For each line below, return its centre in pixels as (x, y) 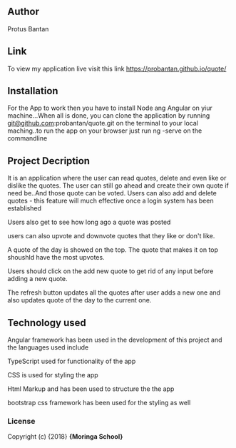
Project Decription (49, 161)
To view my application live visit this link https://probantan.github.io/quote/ (117, 68)
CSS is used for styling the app (53, 375)
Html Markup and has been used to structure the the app (91, 389)
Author (23, 12)
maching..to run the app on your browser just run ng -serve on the (105, 131)
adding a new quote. (37, 279)
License (21, 421)
